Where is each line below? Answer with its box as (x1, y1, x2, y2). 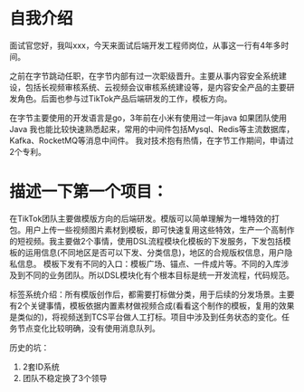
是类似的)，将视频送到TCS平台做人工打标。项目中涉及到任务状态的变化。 (9, 311, 282, 322)
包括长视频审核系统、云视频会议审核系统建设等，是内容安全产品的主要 (24, 81, 287, 92)
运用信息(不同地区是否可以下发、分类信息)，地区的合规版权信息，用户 (24, 246, 285, 258)
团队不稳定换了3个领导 (22, 372, 108, 383)
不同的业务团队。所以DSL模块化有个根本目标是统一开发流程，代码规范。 (24, 269, 294, 281)
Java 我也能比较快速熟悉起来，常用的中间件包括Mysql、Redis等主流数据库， (9, 123, 295, 134)
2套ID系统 (22, 361, 61, 372)
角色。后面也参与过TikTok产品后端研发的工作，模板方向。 (16, 92, 233, 104)
